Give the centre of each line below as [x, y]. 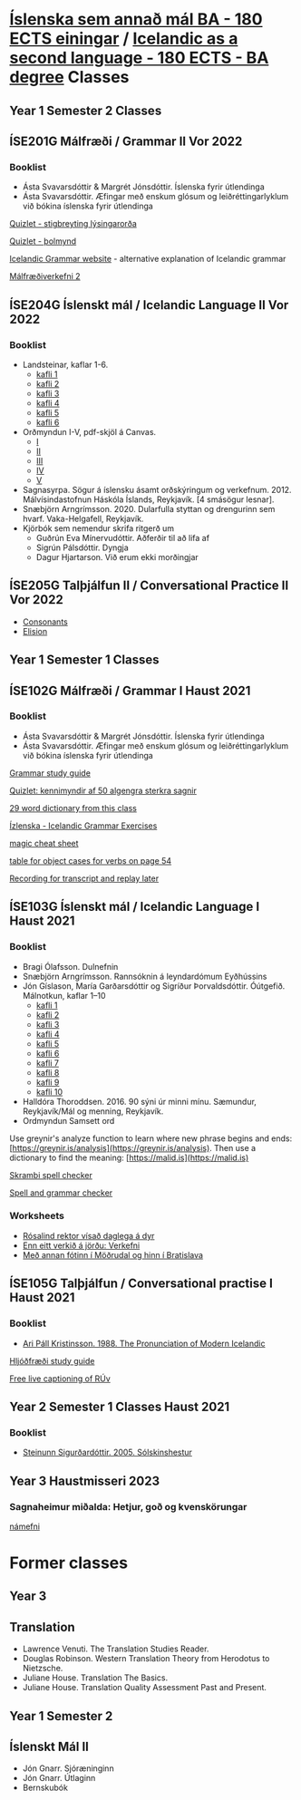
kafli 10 [49, 1091]
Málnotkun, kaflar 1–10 [64, 995]
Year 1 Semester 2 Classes [86, 110]
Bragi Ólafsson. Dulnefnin [70, 966]
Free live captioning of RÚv [60, 1379]
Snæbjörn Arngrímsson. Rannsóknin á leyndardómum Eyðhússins [145, 976]
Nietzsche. [43, 1669]
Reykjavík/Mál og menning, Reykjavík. [93, 1111]
